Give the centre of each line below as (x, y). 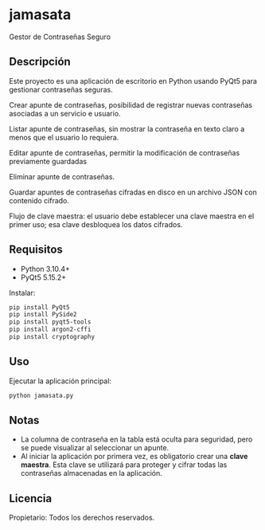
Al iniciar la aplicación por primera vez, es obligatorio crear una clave (134, 457)
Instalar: (22, 292)
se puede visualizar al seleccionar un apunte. (95, 448)
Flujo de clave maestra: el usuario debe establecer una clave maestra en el (132, 216)
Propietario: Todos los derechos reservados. (82, 518)
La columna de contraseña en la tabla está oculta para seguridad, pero (136, 439)
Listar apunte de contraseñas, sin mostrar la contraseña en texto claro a (127, 128)
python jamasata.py (41, 395)
